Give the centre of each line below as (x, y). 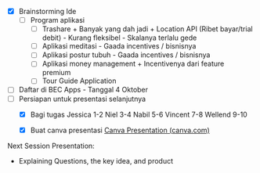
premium (56, 73)
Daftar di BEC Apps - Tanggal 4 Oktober (83, 90)
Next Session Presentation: (51, 146)
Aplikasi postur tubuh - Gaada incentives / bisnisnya (126, 55)
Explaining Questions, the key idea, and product (96, 160)
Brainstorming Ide (47, 11)
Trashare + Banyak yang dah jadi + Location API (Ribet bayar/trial (147, 29)
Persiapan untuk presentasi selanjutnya (82, 99)
